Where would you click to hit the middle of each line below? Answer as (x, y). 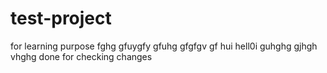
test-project (61, 18)
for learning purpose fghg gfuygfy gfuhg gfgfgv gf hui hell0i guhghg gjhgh (164, 46)
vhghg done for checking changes (81, 56)
